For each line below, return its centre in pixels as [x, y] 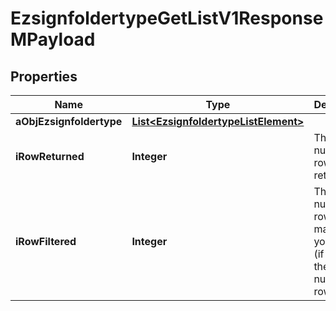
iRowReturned [50, 156]
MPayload [53, 39]
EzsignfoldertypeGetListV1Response [167, 18]
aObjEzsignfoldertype [69, 121]
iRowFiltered [46, 241]
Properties [44, 76]
